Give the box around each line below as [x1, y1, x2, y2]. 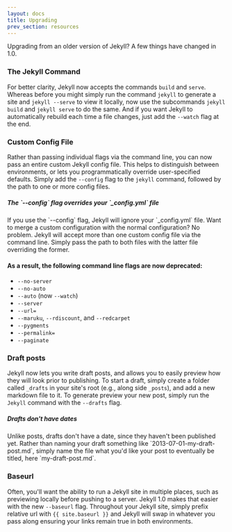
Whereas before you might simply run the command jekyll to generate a [7, 90, 217, 98]
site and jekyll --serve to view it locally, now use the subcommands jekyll [7, 97, 226, 106]
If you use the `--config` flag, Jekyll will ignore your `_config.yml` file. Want [7, 216, 222, 224]
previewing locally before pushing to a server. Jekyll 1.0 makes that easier [7, 494, 219, 503]
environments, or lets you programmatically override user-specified [7, 168, 201, 176]
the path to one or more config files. [7, 182, 110, 191]
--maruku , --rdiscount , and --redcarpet [17, 314, 131, 322]
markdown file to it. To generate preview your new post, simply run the [7, 391, 210, 400]
